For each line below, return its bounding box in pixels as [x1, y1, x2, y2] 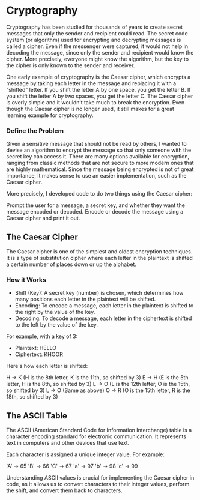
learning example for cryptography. [6, 112, 94, 119]
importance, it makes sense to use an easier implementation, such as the [6, 172, 187, 179]
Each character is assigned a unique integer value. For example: [6, 451, 165, 458]
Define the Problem [6, 127, 64, 135]
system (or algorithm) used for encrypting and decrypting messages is [6, 36, 181, 43]
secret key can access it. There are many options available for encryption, [6, 153, 190, 160]
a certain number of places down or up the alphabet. [6, 261, 137, 268]
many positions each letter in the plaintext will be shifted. [14, 295, 156, 303]
